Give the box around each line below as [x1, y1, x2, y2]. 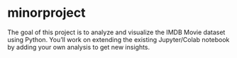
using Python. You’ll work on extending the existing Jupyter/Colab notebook [7, 35, 230, 43]
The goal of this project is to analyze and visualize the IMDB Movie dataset [7, 28, 226, 36]
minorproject [7, 5, 86, 21]
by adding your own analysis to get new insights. [7, 43, 150, 51]
